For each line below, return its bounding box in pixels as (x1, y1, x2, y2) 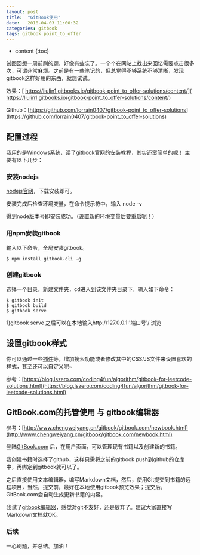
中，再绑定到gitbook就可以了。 (6, 464, 82, 471)
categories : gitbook (6, 25, 58, 32)
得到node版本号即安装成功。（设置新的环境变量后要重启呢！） (6, 213, 158, 220)
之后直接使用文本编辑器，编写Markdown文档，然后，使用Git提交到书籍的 (6, 476, 186, 483)
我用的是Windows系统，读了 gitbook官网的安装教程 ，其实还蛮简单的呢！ (6, 149, 184, 156)
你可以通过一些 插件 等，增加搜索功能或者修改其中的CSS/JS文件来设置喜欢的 (6, 355, 192, 362)
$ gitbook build (6, 302, 47, 308)
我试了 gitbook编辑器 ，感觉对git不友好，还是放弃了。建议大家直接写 (6, 504, 173, 511)
